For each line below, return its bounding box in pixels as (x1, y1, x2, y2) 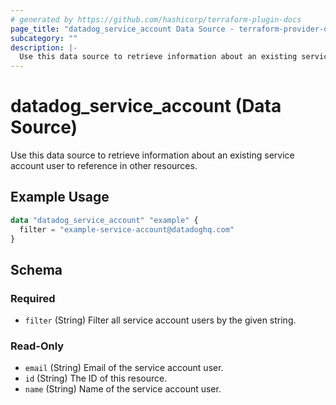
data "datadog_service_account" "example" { (10, 215, 199, 225)
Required (10, 291, 56, 305)
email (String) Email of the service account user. (24, 362, 224, 374)
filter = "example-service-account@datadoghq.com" (19, 224, 235, 235)
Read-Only (10, 339, 65, 353)
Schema (10, 261, 63, 278)
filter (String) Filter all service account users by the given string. (24, 314, 297, 326)
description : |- (10, 42, 78, 53)
